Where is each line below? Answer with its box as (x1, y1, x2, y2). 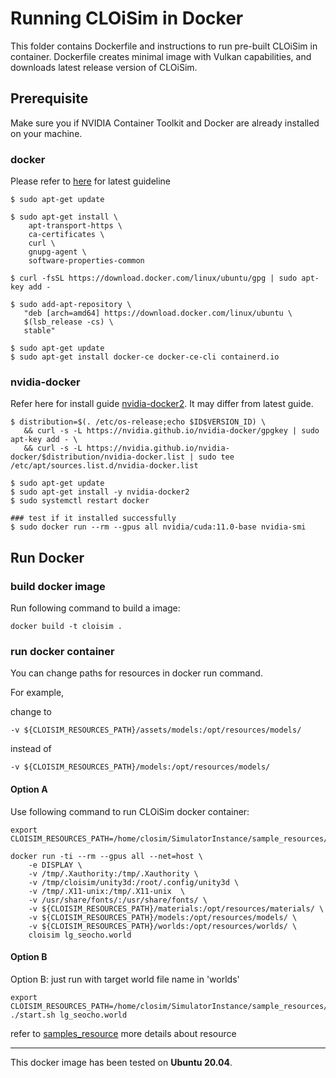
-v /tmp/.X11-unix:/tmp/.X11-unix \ (28, 886, 186, 896)
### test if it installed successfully (10, 513, 177, 524)
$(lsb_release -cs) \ (23, 317, 114, 327)
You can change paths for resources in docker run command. (10, 667, 263, 679)
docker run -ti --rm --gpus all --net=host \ (10, 851, 203, 861)
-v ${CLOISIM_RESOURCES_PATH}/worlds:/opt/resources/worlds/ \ (28, 921, 298, 931)
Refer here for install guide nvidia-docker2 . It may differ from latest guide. (10, 398, 314, 410)
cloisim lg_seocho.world (28, 930, 132, 940)
